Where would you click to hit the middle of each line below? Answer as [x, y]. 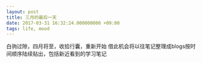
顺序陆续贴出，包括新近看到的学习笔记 [59, 54]
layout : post [23, 12]
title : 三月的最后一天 [32, 17]
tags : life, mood [28, 28]
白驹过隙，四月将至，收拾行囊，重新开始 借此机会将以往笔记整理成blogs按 [99, 46]
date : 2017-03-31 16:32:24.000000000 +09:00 [63, 23]
